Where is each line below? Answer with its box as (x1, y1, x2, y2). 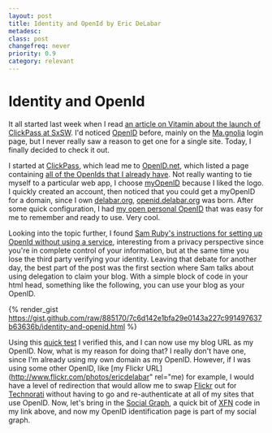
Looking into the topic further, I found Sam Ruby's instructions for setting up (8, 228, 263, 238)
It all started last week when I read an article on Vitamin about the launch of (8, 119, 261, 128)
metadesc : (8, 27, 42, 35)
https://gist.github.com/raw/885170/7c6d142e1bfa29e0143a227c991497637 (8, 313, 262, 323)
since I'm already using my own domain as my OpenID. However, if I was (8, 354, 252, 364)
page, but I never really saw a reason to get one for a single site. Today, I (8, 136, 252, 146)
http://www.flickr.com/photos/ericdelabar (11, 371, 150, 382)
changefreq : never (8, 42, 71, 50)
